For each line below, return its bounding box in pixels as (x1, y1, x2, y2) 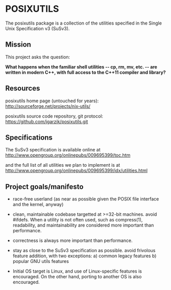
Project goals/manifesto (5, 182, 84, 191)
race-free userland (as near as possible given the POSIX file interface (12, 196, 159, 202)
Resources (5, 84, 40, 93)
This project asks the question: (5, 54, 70, 60)
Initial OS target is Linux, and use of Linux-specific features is (12, 268, 142, 274)
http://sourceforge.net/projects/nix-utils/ (5, 103, 91, 109)
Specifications (5, 133, 53, 142)
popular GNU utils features (12, 258, 69, 264)
